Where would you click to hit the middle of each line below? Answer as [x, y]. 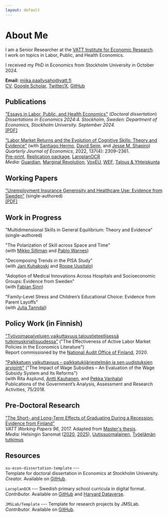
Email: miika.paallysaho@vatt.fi [38, 80]
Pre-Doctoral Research [43, 406]
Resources [23, 456]
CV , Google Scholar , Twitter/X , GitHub [45, 85]
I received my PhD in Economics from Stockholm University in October [80, 65]
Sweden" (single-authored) [34, 196]
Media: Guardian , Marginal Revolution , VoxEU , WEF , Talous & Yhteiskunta [82, 162]
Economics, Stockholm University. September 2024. [60, 125]
